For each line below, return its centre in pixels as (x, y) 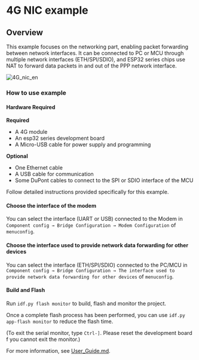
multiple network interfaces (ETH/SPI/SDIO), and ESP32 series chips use (96, 59)
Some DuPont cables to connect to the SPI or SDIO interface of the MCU (104, 180)
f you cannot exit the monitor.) (43, 339)
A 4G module (31, 132)
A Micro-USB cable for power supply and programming (83, 144)
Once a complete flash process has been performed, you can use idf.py (96, 315)
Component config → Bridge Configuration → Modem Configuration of (91, 225)
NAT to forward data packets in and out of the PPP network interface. (92, 66)
